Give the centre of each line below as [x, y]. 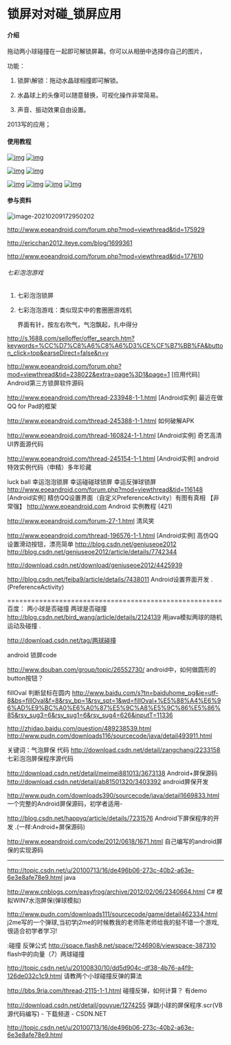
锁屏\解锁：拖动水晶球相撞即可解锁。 [69, 80]
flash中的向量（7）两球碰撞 [46, 954]
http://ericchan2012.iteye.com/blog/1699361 [70, 243]
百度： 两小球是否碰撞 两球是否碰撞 [57, 608]
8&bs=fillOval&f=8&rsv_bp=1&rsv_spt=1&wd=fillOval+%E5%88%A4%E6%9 [114, 701]
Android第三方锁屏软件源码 [45, 383]
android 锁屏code [32, 655]
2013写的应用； [29, 124]
